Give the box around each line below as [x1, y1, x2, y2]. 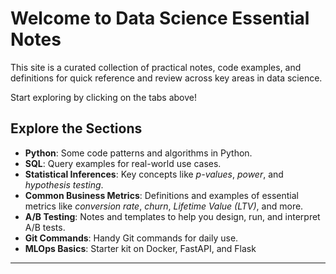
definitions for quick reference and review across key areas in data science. [10, 72, 323, 84]
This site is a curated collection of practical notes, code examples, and [10, 61, 302, 73]
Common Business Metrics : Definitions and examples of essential [24, 189, 299, 201]
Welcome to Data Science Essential [10, 7, 310, 30]
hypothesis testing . [24, 178, 104, 191]
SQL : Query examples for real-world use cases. [24, 157, 222, 169]
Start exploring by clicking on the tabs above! [10, 91, 197, 103]
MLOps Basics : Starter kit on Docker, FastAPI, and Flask [24, 242, 257, 254]
